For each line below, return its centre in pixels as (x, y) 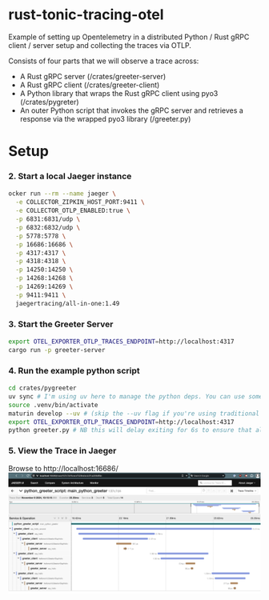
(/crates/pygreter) (49, 102)
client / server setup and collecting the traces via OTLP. (100, 45)
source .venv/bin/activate (53, 405)
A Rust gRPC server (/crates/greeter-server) (93, 76)
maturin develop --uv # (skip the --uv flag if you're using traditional (134, 414)
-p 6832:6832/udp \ (48, 227)
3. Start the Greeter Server (61, 324)
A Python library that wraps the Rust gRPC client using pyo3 (119, 93)
